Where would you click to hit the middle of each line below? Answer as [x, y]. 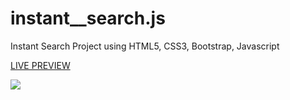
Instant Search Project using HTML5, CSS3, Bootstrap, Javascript [145, 46]
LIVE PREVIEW [40, 65]
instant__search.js [88, 18]
